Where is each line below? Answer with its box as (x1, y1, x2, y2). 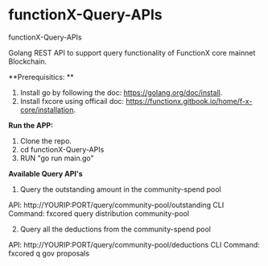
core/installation (19, 105, 74, 114)
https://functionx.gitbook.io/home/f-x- (126, 96, 253, 106)
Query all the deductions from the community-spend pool (19, 224, 212, 234)
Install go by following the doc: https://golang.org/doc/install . (19, 87, 223, 98)
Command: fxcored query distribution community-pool (8, 208, 190, 218)
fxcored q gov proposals (8, 248, 90, 258)
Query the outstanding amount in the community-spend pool (19, 184, 221, 194)
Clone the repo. (19, 135, 72, 146)
